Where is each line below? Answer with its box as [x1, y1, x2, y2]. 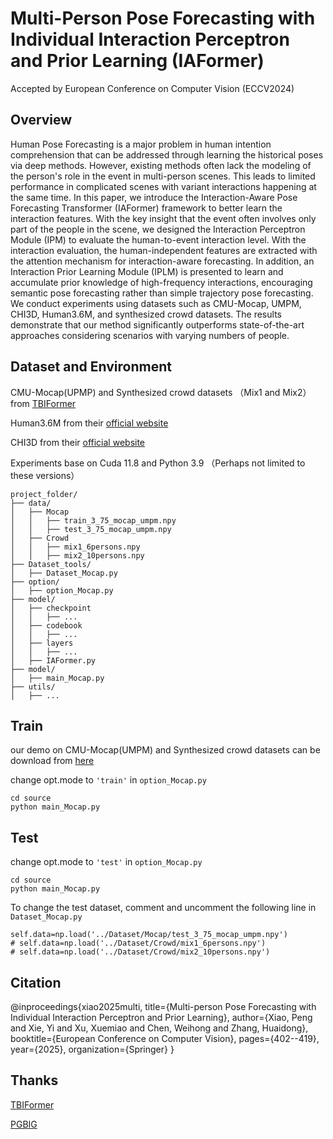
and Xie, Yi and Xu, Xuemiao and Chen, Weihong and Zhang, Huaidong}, [10, 1022, 309, 1034]
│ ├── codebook [10, 620, 83, 631]
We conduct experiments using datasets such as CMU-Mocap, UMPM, [10, 297, 302, 309]
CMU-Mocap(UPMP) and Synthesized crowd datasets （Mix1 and [10, 386, 281, 398]
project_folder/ [10, 489, 78, 499]
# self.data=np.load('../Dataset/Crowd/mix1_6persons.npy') [10, 938, 267, 949]
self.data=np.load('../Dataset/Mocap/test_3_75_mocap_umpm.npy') [10, 930, 288, 940]
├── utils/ [10, 682, 56, 692]
